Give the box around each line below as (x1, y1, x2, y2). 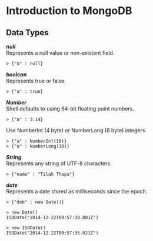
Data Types (6, 28, 49, 38)
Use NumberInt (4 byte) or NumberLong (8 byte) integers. (6, 127, 147, 133)
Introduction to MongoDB (6, 4, 132, 18)
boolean (6, 71, 27, 78)
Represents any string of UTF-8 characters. (6, 160, 112, 167)
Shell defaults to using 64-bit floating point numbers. (6, 105, 134, 112)
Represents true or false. (6, 78, 66, 84)
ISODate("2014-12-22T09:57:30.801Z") (6, 215, 99, 220)
